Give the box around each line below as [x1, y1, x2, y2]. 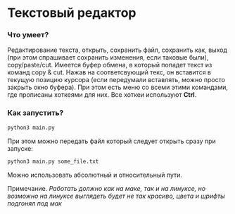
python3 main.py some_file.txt [7, 158, 99, 165]
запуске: [7, 144, 33, 152]
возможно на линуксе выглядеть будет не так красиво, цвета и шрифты [7, 192, 225, 200]
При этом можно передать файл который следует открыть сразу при [7, 137, 216, 145]
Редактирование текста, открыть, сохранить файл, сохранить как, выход [7, 46, 227, 54]
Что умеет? [7, 30, 49, 40]
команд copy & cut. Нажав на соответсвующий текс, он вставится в [7, 68, 212, 76]
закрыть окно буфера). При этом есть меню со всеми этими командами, [7, 83, 229, 92]
